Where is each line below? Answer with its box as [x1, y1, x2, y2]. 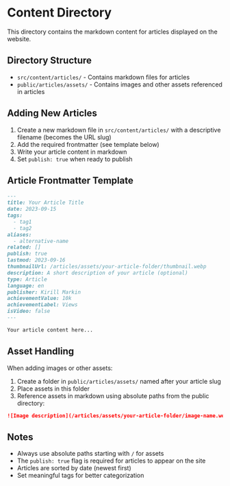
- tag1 [13, 218, 32, 225]
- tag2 [13, 224, 32, 231]
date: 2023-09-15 [7, 206, 57, 213]
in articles [16, 87, 45, 95]
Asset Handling [7, 345, 75, 358]
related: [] [7, 244, 41, 251]
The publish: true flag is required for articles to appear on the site [16, 456, 206, 465]
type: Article [7, 276, 48, 283]
